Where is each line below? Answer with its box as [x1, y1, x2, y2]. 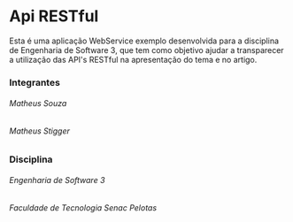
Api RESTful [9, 6, 99, 27]
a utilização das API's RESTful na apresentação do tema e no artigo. [9, 54, 258, 65]
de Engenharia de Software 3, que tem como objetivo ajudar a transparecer [9, 44, 285, 55]
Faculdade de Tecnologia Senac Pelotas [9, 202, 158, 213]
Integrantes [9, 76, 60, 88]
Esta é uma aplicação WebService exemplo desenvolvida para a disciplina [9, 35, 280, 46]
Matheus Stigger [9, 126, 71, 136]
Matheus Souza [9, 98, 67, 109]
